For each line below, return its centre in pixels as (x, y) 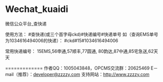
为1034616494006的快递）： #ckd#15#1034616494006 (62, 40)
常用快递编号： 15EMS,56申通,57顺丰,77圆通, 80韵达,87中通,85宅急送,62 (80, 51)
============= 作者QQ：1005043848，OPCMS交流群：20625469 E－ (81, 68)
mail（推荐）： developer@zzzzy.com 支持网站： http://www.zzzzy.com (77, 74)
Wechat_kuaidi (37, 9)
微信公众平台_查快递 (26, 23)
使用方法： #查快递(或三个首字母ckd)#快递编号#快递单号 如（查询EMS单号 (82, 34)
